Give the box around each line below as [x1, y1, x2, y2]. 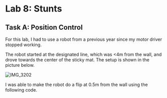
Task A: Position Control [5, 23, 83, 32]
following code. [5, 87, 37, 93]
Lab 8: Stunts [5, 3, 62, 15]
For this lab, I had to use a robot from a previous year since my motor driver [5, 36, 162, 42]
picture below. [5, 62, 35, 68]
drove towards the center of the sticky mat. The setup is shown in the [5, 57, 150, 63]
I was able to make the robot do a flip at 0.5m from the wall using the [5, 81, 148, 87]
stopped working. [5, 42, 42, 48]
